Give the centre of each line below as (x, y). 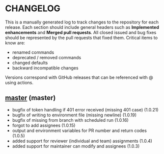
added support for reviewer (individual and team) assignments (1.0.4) (82, 141)
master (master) (30, 98)
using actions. (19, 82)
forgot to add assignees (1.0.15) (44, 125)
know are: (15, 43)
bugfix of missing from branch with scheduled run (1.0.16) (70, 120)
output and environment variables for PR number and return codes (80, 131)
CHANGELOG (33, 9)
